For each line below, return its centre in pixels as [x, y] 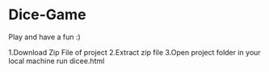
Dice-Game [47, 15]
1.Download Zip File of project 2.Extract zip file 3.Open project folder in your [134, 52]
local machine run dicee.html [57, 61]
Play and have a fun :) [44, 37]
